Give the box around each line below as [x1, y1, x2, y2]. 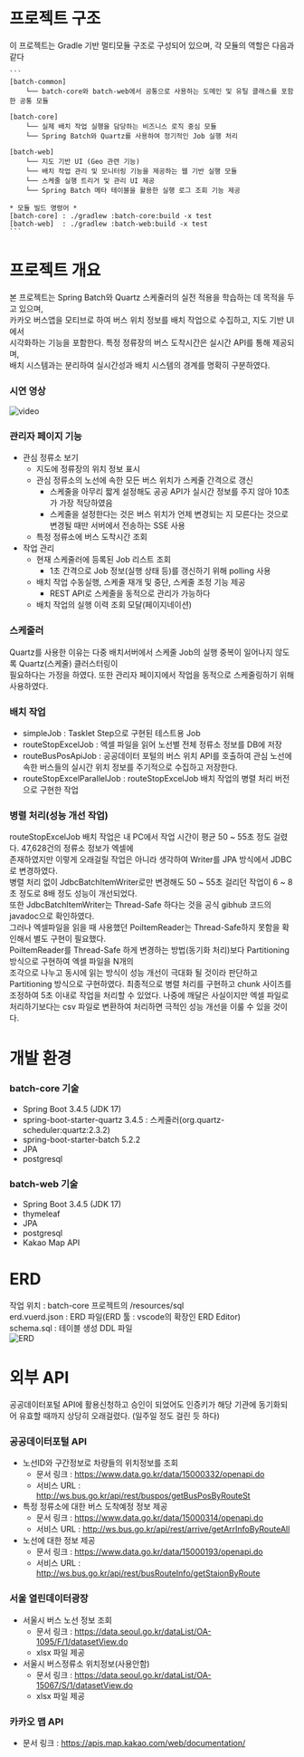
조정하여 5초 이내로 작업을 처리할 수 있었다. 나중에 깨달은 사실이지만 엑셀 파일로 [9, 990, 290, 1001]
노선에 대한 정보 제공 [22, 1535, 96, 1546]
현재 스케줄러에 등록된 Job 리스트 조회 [35, 554, 172, 565]
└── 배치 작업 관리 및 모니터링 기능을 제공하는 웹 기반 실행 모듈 [25, 167, 238, 176]
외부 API [9, 1368, 70, 1388]
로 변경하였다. [9, 866, 59, 877]
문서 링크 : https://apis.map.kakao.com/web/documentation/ [22, 1737, 246, 1748]
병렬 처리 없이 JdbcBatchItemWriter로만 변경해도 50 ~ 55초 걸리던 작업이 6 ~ [9, 877, 286, 888]
